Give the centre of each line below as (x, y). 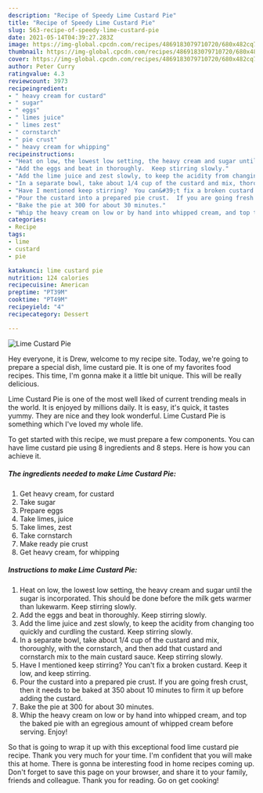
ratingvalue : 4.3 (36, 74)
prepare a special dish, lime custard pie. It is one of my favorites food (120, 367)
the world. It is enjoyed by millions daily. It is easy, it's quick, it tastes (119, 407)
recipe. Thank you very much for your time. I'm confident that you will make (130, 755)
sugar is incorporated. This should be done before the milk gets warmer (135, 598)
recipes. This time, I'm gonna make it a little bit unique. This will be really (125, 375)
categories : (27, 220)
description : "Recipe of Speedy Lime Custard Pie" (92, 15)
